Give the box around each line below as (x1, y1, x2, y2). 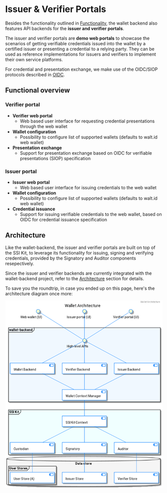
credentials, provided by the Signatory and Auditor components (5, 255, 136, 261)
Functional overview (5, 86, 70, 95)
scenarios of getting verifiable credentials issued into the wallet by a (5, 40, 146, 46)
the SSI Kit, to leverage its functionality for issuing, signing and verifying (5, 250, 154, 256)
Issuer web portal (12, 179, 50, 185)
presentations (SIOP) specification (19, 155, 91, 161)
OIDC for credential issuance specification (19, 216, 107, 222)
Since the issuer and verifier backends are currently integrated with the (5, 270, 152, 276)
